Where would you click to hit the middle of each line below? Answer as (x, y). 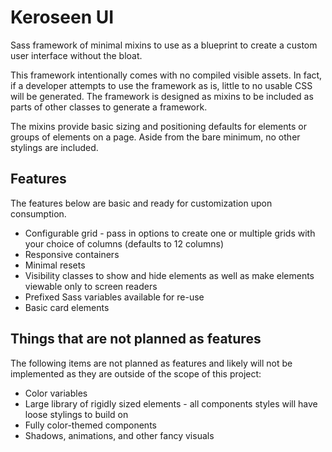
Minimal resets (55, 265)
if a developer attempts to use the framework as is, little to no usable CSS (161, 85)
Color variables (56, 393)
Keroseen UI (62, 17)
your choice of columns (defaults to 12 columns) (124, 243)
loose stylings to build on (76, 414)
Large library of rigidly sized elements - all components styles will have (171, 403)
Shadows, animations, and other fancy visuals (119, 435)
